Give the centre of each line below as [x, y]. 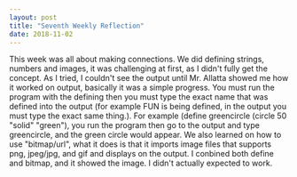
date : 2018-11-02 [41, 34]
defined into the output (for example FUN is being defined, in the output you [148, 107]
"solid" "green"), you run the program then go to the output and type [134, 125]
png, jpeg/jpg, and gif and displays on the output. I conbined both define [142, 154]
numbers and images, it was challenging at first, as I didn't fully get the [139, 68]
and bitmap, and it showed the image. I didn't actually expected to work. [141, 163]
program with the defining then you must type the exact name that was [139, 97]
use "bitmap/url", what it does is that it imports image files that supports [141, 144]
